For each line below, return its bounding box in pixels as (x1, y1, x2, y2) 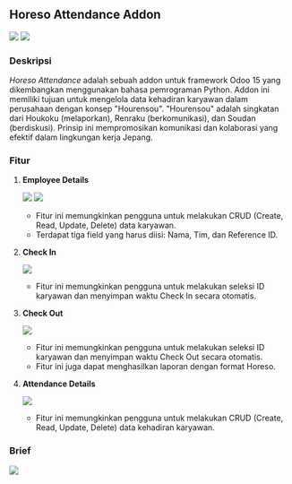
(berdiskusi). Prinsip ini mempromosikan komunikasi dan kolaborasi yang (9, 123, 279, 134)
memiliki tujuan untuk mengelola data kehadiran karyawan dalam (9, 94, 248, 105)
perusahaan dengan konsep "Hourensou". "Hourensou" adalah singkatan (9, 103, 279, 115)
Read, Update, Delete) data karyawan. (35, 220, 176, 231)
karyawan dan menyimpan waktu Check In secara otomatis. (35, 290, 257, 301)
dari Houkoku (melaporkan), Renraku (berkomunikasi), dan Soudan (9, 113, 257, 124)
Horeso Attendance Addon (9, 7, 161, 22)
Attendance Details (21, 378, 96, 389)
